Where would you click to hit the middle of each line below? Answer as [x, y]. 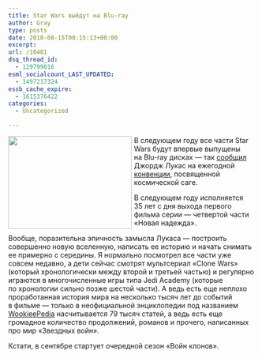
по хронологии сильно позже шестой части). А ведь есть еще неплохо [127, 288]
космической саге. [166, 182]
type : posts [28, 30]
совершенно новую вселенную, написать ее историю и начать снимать [130, 247]
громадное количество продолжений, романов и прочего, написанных [129, 322]
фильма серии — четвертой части [192, 215]
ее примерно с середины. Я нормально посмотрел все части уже [120, 255]
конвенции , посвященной [177, 174]
